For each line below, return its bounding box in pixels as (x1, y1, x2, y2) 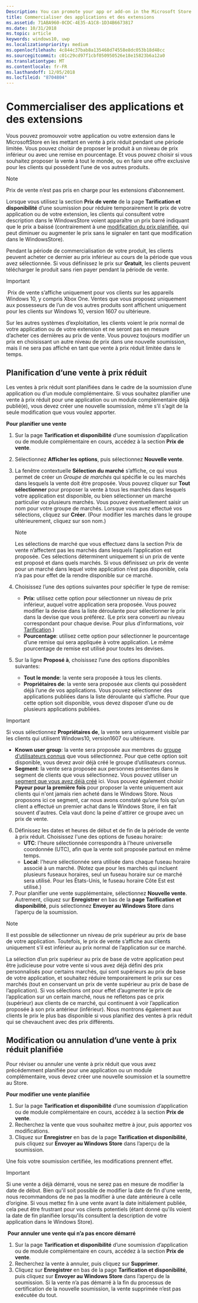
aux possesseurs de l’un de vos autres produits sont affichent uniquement (6, 302, 187, 309)
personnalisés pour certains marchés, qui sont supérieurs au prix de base (6, 968, 186, 975)
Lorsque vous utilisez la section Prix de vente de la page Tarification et (6, 198, 181, 205)
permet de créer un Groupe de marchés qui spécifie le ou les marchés (14, 473, 186, 480)
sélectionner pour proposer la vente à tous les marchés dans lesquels (14, 486, 186, 493)
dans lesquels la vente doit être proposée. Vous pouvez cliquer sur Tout (14, 480, 190, 487)
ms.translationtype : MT (6, 58, 65, 64)
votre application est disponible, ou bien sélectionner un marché (14, 492, 171, 499)
